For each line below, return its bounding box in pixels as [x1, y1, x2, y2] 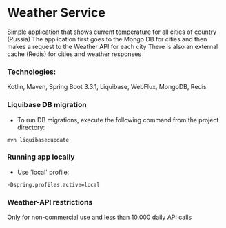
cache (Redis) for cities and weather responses [7, 50, 142, 58]
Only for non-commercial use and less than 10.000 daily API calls [7, 213, 192, 222]
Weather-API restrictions [7, 197, 93, 207]
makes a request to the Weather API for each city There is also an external [7, 42, 218, 50]
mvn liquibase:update [7, 136, 70, 143]
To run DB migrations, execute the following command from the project [17, 115, 219, 124]
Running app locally [7, 152, 75, 162]
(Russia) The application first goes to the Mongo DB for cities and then [7, 35, 207, 43]
